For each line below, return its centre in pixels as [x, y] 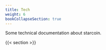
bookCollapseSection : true [33, 19]
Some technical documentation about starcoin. [53, 33]
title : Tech [17, 10]
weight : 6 [15, 14]
